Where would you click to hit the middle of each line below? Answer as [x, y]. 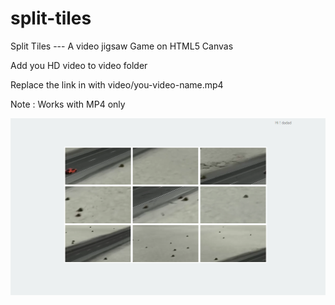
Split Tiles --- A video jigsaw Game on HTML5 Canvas [122, 46]
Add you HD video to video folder [79, 65]
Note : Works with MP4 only [68, 104]
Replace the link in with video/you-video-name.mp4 [117, 84]
